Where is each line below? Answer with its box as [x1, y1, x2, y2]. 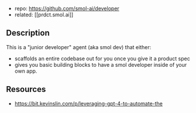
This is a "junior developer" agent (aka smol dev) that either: [6, 43, 152, 50]
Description [6, 28, 50, 38]
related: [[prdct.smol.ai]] [14, 11, 74, 18]
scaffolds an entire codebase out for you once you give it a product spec [14, 55, 190, 62]
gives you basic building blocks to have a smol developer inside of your [14, 61, 187, 68]
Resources [6, 84, 46, 94]
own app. [14, 67, 37, 74]
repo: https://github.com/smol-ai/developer [14, 5, 120, 12]
